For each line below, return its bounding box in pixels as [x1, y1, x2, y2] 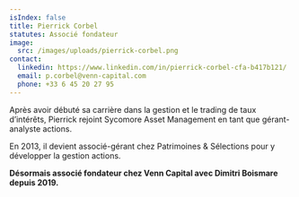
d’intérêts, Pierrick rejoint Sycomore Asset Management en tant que [9, 114, 260, 124]
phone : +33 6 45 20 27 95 [17, 80, 115, 89]
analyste [9, 123, 41, 134]
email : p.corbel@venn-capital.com [17, 72, 146, 81]
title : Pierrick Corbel [9, 21, 99, 30]
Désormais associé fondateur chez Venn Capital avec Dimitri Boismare [9, 167, 278, 178]
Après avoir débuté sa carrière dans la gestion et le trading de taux [9, 104, 257, 115]
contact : [9, 55, 42, 64]
